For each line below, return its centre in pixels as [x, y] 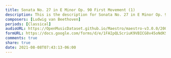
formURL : [15, 33]
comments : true [21, 38]
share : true [18, 43]
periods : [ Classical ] [28, 24]
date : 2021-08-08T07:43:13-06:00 [41, 47]
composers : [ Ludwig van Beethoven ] [43, 19]
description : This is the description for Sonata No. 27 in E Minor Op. [84, 15]
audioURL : [16, 29]
